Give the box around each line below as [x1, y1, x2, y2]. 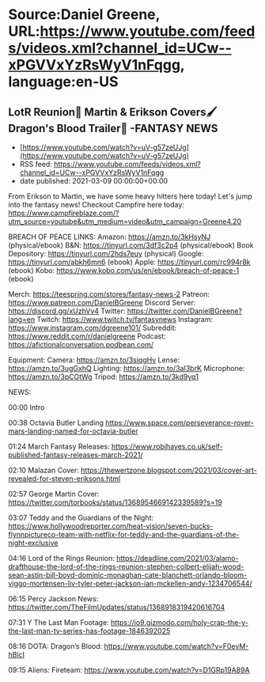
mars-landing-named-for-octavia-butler [8, 426, 138, 436]
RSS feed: [19, 160, 53, 169]
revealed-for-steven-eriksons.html [8, 474, 121, 483]
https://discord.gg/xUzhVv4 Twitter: [8, 306, 126, 316]
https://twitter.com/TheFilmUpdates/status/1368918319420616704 [8, 603, 225, 612]
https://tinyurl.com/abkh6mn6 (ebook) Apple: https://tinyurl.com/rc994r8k [8, 257, 251, 267]
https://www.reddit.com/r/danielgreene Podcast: [8, 332, 166, 341]
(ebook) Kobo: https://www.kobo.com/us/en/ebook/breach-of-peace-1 [8, 266, 240, 275]
